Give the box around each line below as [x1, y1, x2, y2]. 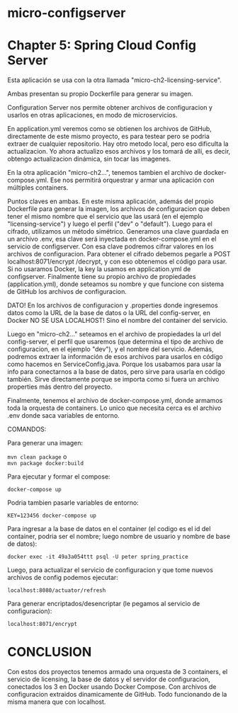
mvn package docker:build [7, 460, 84, 467]
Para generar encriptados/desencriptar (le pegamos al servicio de [7, 600, 200, 608]
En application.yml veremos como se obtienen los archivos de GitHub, [7, 125, 212, 133]
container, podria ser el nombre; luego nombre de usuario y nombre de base [7, 532, 230, 541]
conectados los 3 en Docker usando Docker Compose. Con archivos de [7, 683, 217, 691]
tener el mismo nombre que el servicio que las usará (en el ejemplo [7, 212, 203, 221]
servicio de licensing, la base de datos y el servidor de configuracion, [7, 675, 210, 684]
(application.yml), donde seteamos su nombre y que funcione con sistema [7, 280, 225, 288]
